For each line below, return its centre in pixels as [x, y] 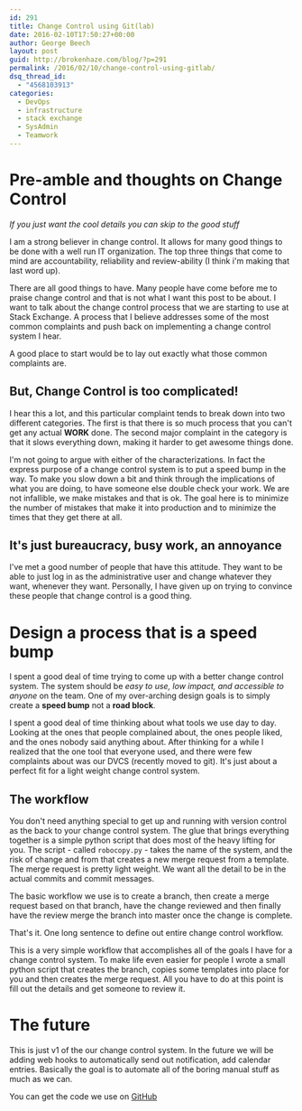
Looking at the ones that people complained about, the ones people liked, [146, 733]
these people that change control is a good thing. [101, 596]
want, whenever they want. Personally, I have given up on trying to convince [151, 586]
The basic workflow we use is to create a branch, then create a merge [139, 896]
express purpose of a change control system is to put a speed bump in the [148, 469]
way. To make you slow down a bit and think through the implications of [142, 479]
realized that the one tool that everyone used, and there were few [131, 752]
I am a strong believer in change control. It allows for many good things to [146, 241]
